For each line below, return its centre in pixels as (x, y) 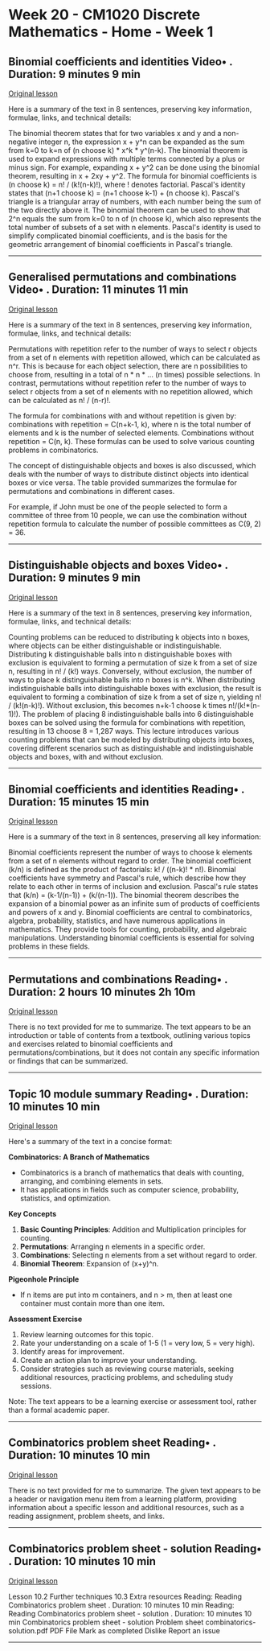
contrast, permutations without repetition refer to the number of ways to (127, 383)
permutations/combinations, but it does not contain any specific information (134, 1052)
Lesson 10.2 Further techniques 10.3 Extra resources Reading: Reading (125, 1596)
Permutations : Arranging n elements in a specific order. (112, 1247)
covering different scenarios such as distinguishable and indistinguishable (131, 748)
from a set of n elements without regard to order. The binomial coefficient (130, 861)
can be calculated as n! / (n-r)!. (59, 400)
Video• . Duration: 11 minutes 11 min (98, 290)
